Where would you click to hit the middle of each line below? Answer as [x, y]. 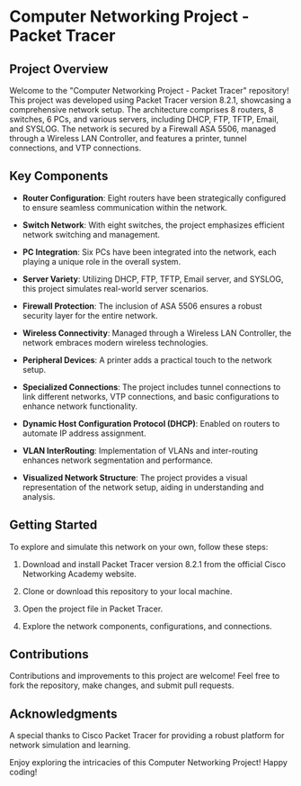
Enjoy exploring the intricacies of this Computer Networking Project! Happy [148, 763]
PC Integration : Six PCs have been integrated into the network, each [149, 252]
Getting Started [53, 525]
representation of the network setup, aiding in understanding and [143, 487]
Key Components [59, 176]
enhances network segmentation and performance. [118, 460]
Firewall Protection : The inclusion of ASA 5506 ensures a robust [142, 306]
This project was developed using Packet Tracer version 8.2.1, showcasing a [150, 100]
